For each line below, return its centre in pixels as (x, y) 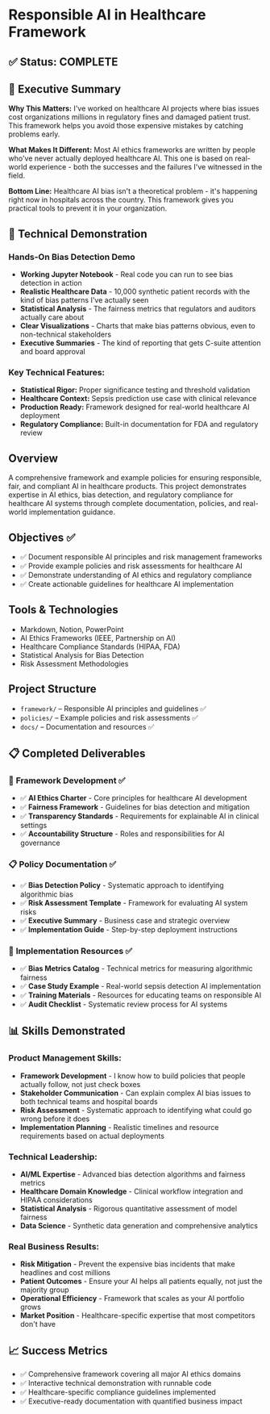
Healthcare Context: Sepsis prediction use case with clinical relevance (138, 399)
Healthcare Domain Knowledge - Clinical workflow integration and (131, 1191)
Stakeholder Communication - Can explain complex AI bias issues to (135, 1093)
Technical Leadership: (53, 1157)
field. (17, 176)
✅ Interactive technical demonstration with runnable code (116, 1383)
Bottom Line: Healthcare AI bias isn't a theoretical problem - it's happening (133, 191)
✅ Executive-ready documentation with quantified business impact (131, 1401)
